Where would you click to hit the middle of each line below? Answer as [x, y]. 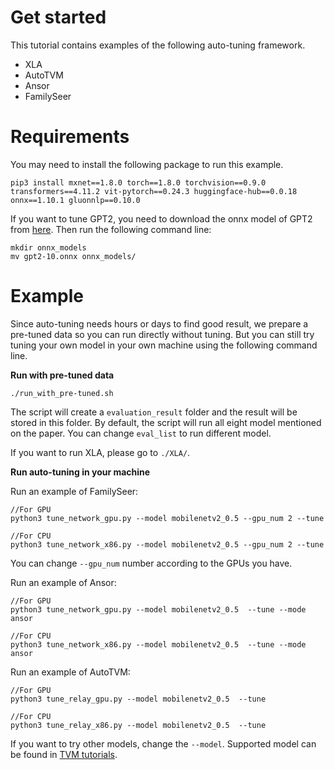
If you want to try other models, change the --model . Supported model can [163, 743]
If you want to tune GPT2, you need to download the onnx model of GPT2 [161, 218]
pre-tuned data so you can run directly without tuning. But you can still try [162, 334]
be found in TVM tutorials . [64, 754]
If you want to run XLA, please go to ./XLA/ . [100, 452]
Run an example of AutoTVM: [70, 672]
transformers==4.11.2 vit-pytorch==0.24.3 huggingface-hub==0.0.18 [154, 191]
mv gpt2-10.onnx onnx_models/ [73, 256]
